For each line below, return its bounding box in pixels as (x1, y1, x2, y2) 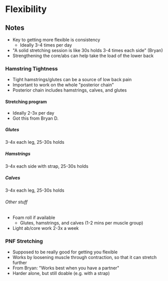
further (12, 259, 28, 265)
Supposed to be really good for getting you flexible (12, 249, 118, 255)
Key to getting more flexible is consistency (12, 37, 100, 43)
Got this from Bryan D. (12, 115, 59, 121)
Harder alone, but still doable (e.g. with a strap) (12, 270, 110, 276)
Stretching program (5, 99, 47, 105)
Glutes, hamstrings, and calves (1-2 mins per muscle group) (20, 219, 143, 226)
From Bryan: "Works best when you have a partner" (12, 264, 119, 271)
